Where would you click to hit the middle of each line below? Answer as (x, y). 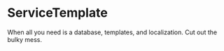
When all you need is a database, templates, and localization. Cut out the (112, 32)
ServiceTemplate (58, 13)
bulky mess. (24, 39)
